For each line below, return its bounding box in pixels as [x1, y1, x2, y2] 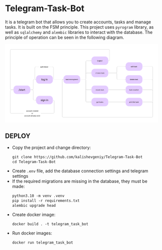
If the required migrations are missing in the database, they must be [12, 178, 148, 184]
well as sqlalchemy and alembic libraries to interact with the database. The [5, 29, 153, 35]
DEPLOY [5, 132, 31, 140]
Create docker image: [12, 212, 56, 217]
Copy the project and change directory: [12, 145, 91, 150]
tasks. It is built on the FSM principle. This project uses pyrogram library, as [5, 24, 154, 30]
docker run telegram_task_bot [12, 240, 74, 245]
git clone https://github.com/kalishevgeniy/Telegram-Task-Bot [12, 155, 143, 160]
